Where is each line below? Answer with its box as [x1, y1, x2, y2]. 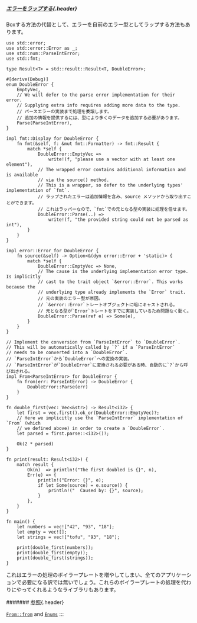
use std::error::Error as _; [6, 45, 78, 51]
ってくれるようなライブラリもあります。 [21, 586, 119, 593]
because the [6, 284, 35, 290]
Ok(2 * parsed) [17, 441, 54, 447]
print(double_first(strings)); [17, 555, 94, 561]
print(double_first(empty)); [17, 550, 88, 555]
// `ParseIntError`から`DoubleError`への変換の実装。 [6, 355, 132, 362]
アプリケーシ [160, 571, 192, 578]
